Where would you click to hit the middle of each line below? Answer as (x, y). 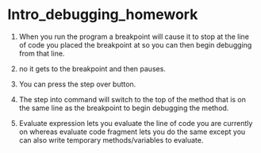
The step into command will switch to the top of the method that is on (132, 99)
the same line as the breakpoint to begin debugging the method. (124, 108)
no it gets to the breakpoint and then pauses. (92, 68)
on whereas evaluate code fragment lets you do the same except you (132, 132)
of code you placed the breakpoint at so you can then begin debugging (135, 44)
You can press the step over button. (77, 84)
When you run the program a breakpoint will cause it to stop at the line (134, 36)
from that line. (42, 53)
